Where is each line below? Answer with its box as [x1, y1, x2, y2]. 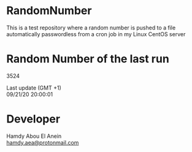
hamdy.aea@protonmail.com [6, 139, 79, 146]
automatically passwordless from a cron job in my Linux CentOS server [6, 30, 186, 37]
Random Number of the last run [6, 52, 170, 66]
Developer [6, 112, 60, 126]
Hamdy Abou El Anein [6, 132, 62, 140]
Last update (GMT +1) [6, 84, 61, 91]
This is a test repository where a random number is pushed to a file [6, 24, 176, 31]
